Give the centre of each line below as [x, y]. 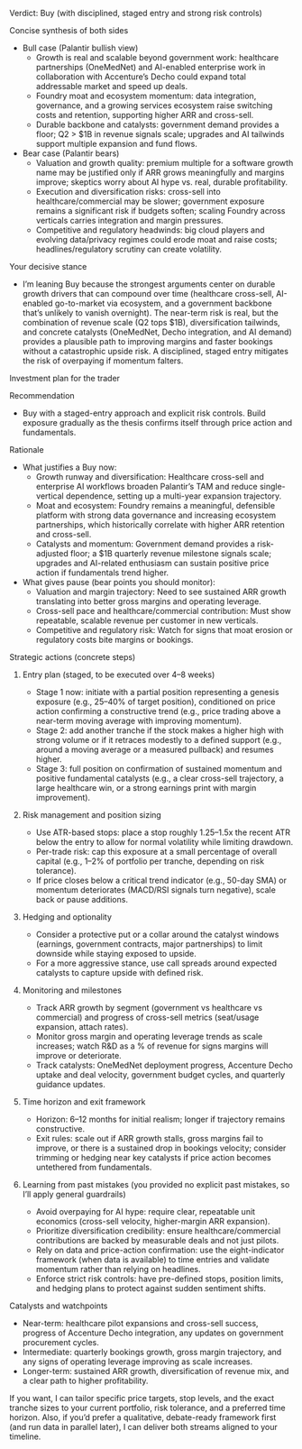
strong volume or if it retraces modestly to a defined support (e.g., [159, 740]
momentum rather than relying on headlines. [118, 1269]
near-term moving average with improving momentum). [138, 721]
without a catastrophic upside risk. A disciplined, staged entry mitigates [155, 351]
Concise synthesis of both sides [69, 30]
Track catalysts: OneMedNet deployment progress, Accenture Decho [164, 1065]
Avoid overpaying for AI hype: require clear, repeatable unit [145, 1211]
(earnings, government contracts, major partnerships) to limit [149, 944]
